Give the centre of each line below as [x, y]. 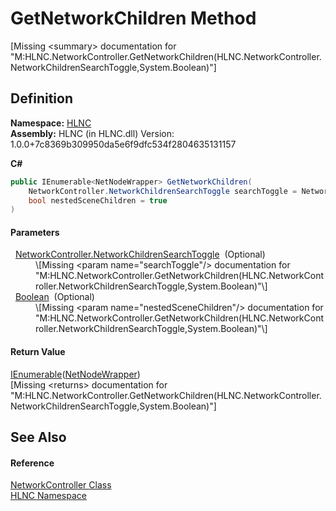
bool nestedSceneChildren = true [98, 200]
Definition [41, 98]
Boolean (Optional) [54, 297]
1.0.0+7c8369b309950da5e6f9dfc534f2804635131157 [123, 144]
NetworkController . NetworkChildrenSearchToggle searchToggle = [163, 191]
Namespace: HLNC [51, 123]
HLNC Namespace [48, 496]
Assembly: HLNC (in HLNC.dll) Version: [92, 133]
